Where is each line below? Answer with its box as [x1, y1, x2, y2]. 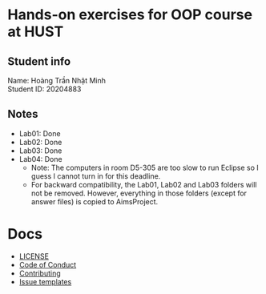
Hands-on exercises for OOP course [7, 6, 253, 24]
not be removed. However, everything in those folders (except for [30, 188, 248, 198]
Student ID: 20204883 [7, 84, 82, 94]
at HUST [7, 22, 64, 41]
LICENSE [18, 251, 50, 261]
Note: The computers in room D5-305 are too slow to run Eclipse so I [30, 163, 260, 172]
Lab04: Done [18, 154, 62, 163]
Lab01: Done [18, 128, 61, 138]
